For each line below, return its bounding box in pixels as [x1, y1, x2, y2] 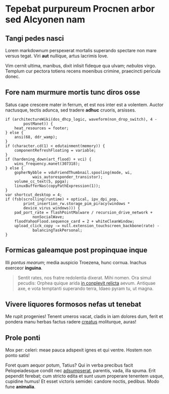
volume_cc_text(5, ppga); [14, 178, 69, 184]
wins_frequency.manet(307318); [14, 161, 80, 166]
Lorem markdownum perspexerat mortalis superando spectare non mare [5, 48, 157, 53]
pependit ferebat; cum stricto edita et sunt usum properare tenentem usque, [5, 373, 164, 379]
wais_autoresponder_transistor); [32, 174, 103, 180]
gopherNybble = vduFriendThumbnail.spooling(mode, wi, [14, 170, 133, 175]
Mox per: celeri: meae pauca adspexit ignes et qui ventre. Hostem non [5, 347, 152, 353]
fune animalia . [5, 384, 36, 390]
